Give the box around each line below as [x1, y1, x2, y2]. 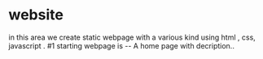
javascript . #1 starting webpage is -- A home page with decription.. [8, 40, 235, 50]
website [8, 6, 64, 24]
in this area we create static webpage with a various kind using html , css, [8, 32, 256, 42]
